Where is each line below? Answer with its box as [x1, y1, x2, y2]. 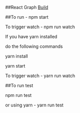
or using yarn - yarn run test [5, 102, 64, 108]
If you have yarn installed [5, 34, 58, 39]
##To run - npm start [5, 14, 49, 20]
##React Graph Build [5, 5, 49, 10]
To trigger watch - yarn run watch [5, 73, 75, 79]
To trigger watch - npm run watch [5, 24, 75, 30]
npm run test [5, 92, 32, 98]
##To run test [5, 83, 34, 88]
